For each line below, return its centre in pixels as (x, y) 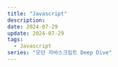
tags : (15, 40)
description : (26, 20)
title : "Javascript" (38, 14)
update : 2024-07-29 (36, 33)
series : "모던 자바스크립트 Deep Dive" (60, 53)
